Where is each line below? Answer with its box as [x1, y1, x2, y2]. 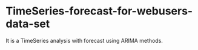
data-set [5, 17, 50, 31]
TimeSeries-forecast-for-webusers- [5, 4, 193, 18]
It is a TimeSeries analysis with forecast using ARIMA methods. [5, 37, 163, 44]
